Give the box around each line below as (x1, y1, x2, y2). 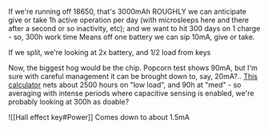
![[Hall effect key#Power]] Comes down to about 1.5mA (8, 112, 190, 122)
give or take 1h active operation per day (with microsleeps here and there (8, 15, 250, 25)
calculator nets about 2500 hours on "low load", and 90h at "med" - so (8, 80, 242, 89)
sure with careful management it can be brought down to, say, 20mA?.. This (8, 72, 258, 81)
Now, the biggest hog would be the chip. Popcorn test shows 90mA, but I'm (8, 63, 258, 73)
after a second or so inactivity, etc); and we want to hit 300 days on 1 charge (8, 24, 261, 33)
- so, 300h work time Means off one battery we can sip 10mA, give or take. (8, 32, 255, 41)
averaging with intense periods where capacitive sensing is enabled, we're (8, 89, 254, 98)
